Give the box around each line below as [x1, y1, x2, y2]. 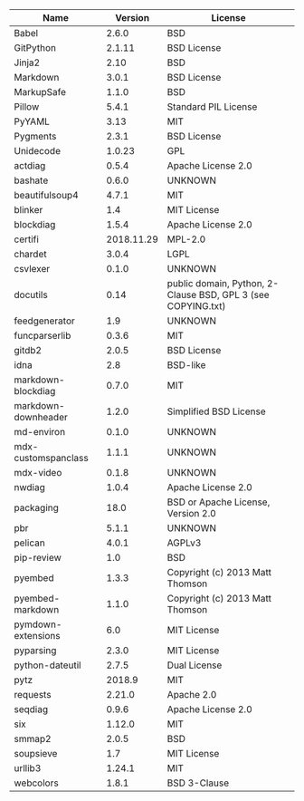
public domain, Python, [166, 277, 265, 289]
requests [14, 689, 52, 700]
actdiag [14, 159, 46, 171]
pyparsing [14, 644, 57, 656]
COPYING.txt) [166, 300, 226, 312]
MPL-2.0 [166, 233, 206, 246]
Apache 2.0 [166, 689, 217, 700]
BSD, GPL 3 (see [198, 289, 270, 301]
